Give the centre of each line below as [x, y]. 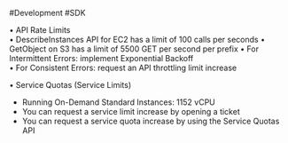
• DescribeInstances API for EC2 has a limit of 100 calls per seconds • [137, 40]
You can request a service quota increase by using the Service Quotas [151, 121]
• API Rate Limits [40, 30]
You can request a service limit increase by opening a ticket [131, 111]
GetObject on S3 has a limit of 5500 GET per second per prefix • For [134, 49]
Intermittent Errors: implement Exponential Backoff [101, 58]
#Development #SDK [47, 13]
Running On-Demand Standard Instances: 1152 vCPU [118, 102]
